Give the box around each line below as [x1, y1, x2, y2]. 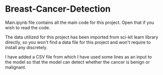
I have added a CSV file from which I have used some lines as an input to [5, 54, 152, 59]
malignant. [5, 64, 26, 70]
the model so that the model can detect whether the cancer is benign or [5, 59, 150, 65]
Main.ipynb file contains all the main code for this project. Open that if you [5, 19, 154, 25]
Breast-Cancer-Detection [5, 3, 111, 15]
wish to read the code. [5, 24, 50, 30]
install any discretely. [5, 44, 47, 50]
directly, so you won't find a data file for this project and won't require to [5, 39, 151, 45]
